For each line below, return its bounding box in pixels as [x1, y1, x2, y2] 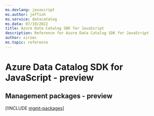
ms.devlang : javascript [5, 7, 55, 12]
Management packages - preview [5, 92, 113, 100]
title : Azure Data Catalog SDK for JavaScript [5, 26, 104, 31]
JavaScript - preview [5, 72, 94, 83]
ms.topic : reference [5, 40, 49, 45]
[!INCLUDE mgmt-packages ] [5, 105, 64, 111]
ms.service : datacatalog [5, 16, 57, 21]
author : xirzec [5, 35, 37, 40]
